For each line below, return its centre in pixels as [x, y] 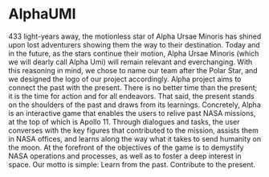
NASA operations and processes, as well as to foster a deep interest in [125, 156]
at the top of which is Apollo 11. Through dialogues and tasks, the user [124, 121]
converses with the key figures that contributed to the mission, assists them [133, 130]
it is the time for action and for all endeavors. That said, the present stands [131, 96]
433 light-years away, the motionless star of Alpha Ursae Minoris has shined [135, 36]
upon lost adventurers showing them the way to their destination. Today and [134, 44]
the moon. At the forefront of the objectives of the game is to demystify [126, 147]
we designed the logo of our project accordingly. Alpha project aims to [125, 79]
